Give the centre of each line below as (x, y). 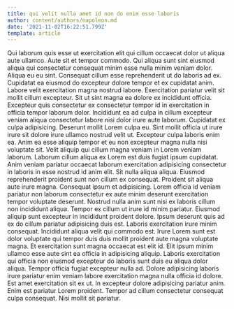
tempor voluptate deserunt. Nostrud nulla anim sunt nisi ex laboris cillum (111, 202)
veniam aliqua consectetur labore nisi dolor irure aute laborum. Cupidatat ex (116, 120)
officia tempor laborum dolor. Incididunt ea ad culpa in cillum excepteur (110, 113)
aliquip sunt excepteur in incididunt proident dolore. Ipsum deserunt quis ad (116, 217)
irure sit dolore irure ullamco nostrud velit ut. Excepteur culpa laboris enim (114, 135)
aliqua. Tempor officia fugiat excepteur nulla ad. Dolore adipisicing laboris (113, 268)
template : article (34, 33)
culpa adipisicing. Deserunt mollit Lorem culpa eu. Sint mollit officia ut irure (115, 127)
